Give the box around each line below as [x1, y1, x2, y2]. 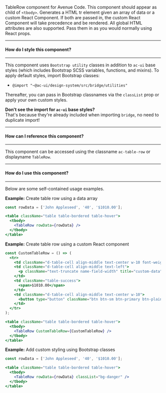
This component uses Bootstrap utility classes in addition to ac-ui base [5, 62, 156, 68]
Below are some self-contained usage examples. [5, 186, 105, 192]
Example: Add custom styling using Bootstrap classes [5, 346, 115, 353]
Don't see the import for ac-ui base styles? [5, 106, 95, 113]
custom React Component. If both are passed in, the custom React [5, 15, 141, 20]
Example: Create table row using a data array [5, 195, 98, 201]
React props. [5, 31, 31, 36]
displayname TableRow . [5, 154, 51, 160]
